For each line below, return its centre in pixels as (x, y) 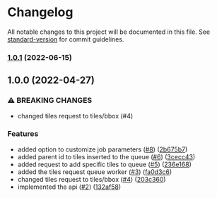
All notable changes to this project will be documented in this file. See (109, 32)
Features (23, 134)
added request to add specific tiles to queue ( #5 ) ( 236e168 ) (105, 164)
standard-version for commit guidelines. (66, 39)
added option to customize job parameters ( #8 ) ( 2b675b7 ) (102, 149)
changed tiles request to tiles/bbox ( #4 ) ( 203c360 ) (92, 179)
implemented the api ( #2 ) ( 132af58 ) (69, 187)
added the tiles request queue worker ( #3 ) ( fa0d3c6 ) (95, 172)
